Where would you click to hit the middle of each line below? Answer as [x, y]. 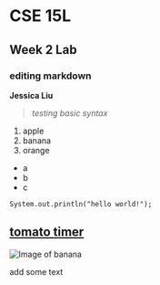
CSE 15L [40, 16]
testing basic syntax [70, 113]
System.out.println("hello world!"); [81, 204]
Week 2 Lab [43, 50]
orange [36, 150]
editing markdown [50, 76]
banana [37, 140]
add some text [36, 271]
